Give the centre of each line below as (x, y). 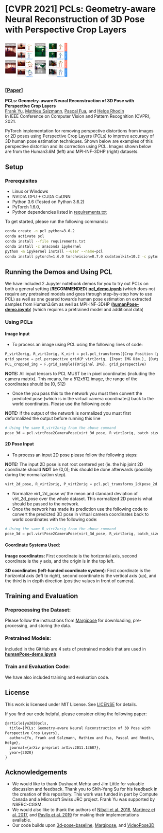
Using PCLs (19, 322)
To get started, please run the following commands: (57, 221)
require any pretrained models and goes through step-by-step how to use (79, 294)
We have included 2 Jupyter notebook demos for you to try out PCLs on (77, 283)
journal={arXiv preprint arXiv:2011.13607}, (55, 748)
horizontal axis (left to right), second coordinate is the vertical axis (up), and (81, 575)
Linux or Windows (30, 191)
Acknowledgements (36, 772)
